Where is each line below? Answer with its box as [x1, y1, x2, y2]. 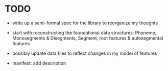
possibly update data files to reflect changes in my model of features [12, 50, 157, 56]
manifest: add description [12, 60, 66, 66]
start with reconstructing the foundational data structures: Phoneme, [12, 29, 157, 35]
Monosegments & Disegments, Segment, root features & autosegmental [12, 35, 163, 41]
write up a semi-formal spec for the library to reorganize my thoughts [12, 20, 158, 26]
